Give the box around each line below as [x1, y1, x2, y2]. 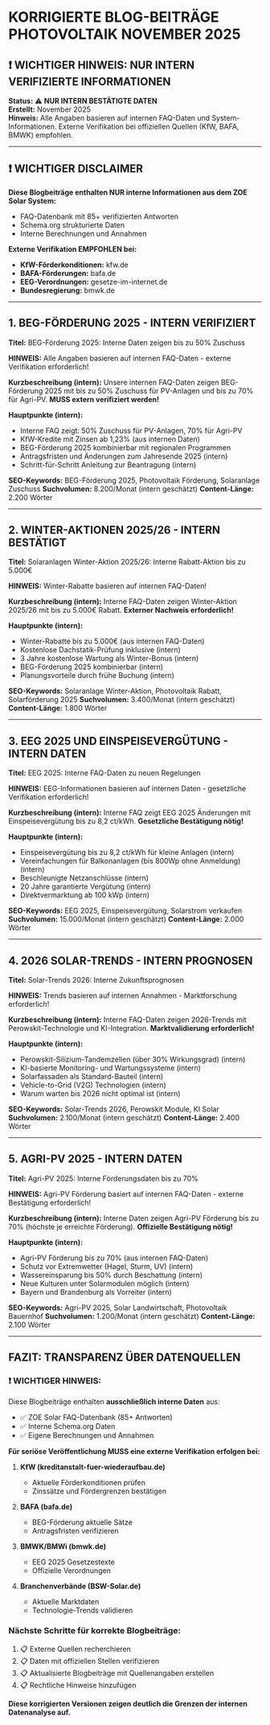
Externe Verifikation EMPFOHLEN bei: [8, 244, 137, 253]
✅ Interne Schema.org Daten [19, 1421, 116, 1431]
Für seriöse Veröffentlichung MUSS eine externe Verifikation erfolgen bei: [8, 1446, 260, 1456]
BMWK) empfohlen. [8, 130, 74, 140]
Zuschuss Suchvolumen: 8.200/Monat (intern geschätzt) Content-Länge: [8, 483, 255, 494]
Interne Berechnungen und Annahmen [19, 228, 147, 238]
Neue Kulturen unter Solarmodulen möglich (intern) [19, 1279, 190, 1288]
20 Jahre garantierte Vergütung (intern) [19, 881, 151, 892]
